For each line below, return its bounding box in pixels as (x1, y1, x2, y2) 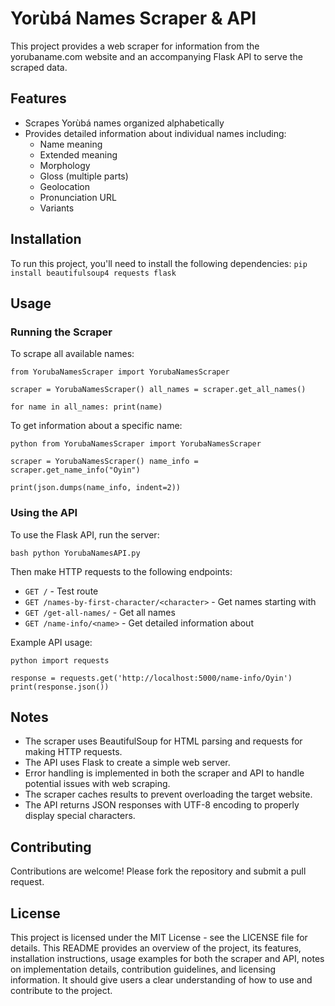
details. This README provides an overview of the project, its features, (10, 942, 302, 954)
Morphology (39, 159, 91, 171)
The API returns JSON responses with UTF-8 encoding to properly (24, 799, 300, 811)
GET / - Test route (24, 585, 99, 597)
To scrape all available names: (10, 348, 135, 360)
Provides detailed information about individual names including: (24, 127, 287, 139)
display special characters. (24, 810, 136, 822)
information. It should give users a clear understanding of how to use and (10, 973, 313, 986)
